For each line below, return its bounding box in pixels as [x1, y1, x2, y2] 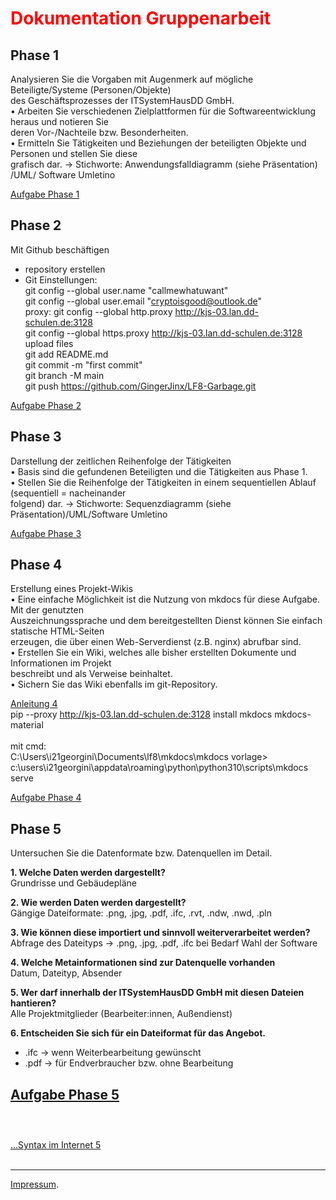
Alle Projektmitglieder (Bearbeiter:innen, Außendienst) [10, 1008, 233, 1020]
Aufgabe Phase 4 [10, 792, 82, 804]
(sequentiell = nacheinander [10, 487, 127, 499]
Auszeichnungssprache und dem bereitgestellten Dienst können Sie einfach [10, 615, 323, 627]
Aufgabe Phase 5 [10, 1086, 120, 1103]
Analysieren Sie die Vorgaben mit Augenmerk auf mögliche [10, 73, 254, 85]
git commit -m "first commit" [24, 358, 143, 371]
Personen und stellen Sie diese [10, 148, 138, 159]
